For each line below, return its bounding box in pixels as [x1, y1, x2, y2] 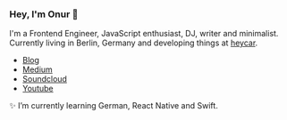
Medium [21, 64, 54, 75]
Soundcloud [21, 74, 67, 84]
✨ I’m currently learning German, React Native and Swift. [9, 100, 219, 111]
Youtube [21, 84, 54, 94]
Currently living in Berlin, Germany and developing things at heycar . [9, 37, 258, 48]
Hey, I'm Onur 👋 [9, 8, 79, 20]
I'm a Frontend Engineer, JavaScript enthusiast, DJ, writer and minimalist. [9, 28, 279, 39]
